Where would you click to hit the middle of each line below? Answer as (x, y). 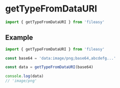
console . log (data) (24, 76)
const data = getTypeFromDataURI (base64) (49, 67)
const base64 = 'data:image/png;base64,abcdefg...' (61, 58)
